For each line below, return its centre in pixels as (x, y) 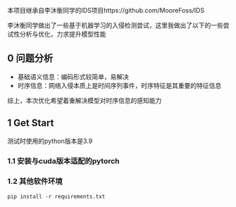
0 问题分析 (30, 58)
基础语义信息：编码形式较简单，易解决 (73, 77)
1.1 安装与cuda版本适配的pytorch (63, 161)
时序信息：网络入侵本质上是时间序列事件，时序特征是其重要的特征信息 (119, 85)
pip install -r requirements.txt (56, 196)
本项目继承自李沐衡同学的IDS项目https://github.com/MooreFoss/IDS (106, 10)
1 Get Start (31, 123)
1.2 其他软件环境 (35, 182)
